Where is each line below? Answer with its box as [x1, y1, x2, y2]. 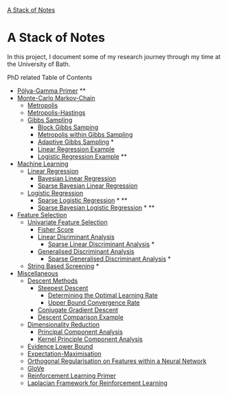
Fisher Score [37, 225, 74, 233]
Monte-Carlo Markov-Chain [16, 94, 95, 102]
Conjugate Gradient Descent [37, 305, 119, 314]
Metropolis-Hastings [27, 108, 86, 116]
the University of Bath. [7, 60, 71, 68]
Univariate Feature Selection [27, 218, 108, 226]
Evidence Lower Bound [27, 342, 93, 350]
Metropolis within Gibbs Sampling [37, 130, 133, 138]
